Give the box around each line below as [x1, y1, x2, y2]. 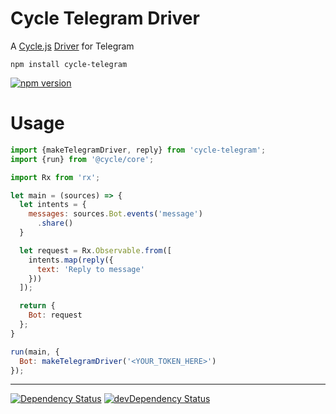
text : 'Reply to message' [36, 264, 145, 274]
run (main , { [10, 347, 60, 357]
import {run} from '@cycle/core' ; [10, 154, 155, 164]
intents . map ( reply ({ [28, 255, 114, 265]
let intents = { [19, 200, 87, 210]
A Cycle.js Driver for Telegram [10, 40, 135, 52]
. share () [36, 218, 74, 229]
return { [19, 301, 56, 311]
